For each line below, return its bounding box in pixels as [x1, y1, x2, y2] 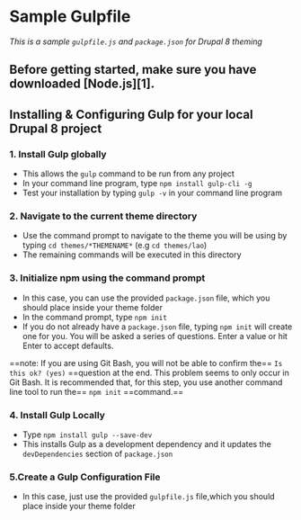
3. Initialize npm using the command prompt [9, 272, 206, 284]
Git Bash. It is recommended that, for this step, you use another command [9, 376, 283, 388]
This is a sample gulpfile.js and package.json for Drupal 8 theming [9, 36, 263, 47]
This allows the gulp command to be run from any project [22, 168, 235, 179]
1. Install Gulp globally [9, 148, 107, 160]
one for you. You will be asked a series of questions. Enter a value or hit [22, 330, 288, 341]
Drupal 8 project [9, 121, 102, 136]
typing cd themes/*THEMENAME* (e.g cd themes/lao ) [22, 240, 208, 251]
